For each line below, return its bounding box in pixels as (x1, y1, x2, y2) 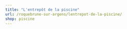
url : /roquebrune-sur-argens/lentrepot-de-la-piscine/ (5, 12, 122, 17)
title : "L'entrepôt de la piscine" (5, 7, 80, 12)
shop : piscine (5, 16, 35, 21)
